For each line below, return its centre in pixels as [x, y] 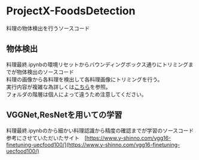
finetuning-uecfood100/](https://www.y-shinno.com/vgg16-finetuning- [93, 144]
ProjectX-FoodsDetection [71, 11]
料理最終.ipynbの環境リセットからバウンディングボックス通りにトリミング [97, 64]
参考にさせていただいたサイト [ [46, 138]
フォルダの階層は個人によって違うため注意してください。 [77, 94]
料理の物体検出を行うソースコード [48, 28]
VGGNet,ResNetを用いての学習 [64, 115]
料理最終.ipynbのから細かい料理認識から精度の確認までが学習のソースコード [100, 130]
